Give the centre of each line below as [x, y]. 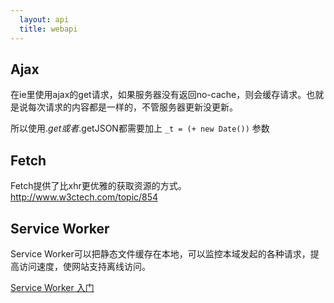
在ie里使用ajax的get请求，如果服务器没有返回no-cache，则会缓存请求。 [158, 95]
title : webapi [48, 29]
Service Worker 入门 [52, 287]
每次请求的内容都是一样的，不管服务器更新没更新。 [132, 107]
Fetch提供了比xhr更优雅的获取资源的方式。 [98, 186]
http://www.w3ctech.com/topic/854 [84, 197]
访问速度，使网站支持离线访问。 [84, 266]
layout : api [44, 19]
